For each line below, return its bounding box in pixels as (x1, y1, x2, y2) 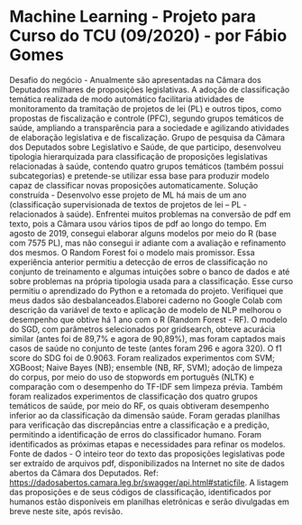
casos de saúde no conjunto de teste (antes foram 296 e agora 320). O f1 (9, 343, 282, 354)
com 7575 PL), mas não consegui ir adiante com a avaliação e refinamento (9, 237, 287, 248)
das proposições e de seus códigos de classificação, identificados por (9, 486, 272, 497)
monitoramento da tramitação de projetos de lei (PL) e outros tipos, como (9, 103, 282, 114)
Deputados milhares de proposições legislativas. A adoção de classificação (9, 84, 290, 95)
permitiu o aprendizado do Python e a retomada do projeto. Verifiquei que (9, 285, 284, 296)
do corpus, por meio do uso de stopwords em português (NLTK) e (9, 372, 254, 382)
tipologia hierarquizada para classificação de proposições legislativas (9, 151, 269, 161)
